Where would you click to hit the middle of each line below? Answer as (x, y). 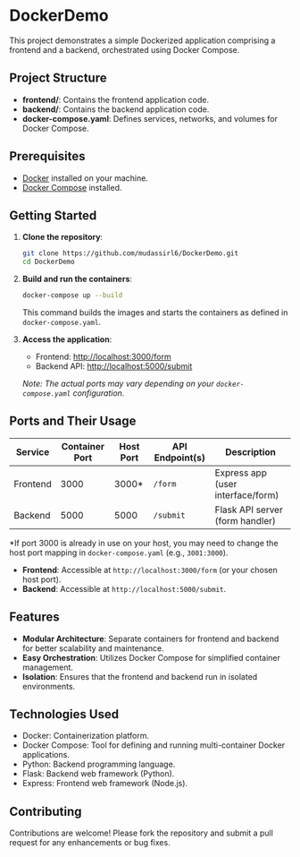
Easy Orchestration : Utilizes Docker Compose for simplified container (151, 657)
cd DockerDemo (48, 262)
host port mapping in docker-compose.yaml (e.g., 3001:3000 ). (119, 553)
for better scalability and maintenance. (93, 648)
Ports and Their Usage (73, 421)
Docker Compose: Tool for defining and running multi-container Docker (154, 745)
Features (34, 617)
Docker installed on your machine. (85, 178)
